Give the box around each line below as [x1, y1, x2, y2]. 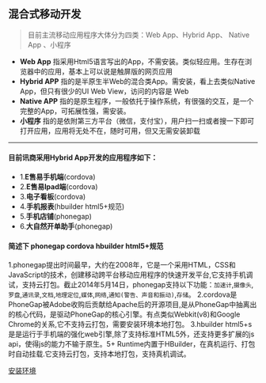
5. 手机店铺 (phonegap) [19, 212, 93, 222]
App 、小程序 [27, 40, 71, 49]
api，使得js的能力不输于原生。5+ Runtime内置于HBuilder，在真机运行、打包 [8, 339, 256, 349]
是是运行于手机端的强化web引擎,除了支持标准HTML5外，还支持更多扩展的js [8, 329, 255, 339]
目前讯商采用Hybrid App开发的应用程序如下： [8, 153, 158, 162]
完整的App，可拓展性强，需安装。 [19, 106, 131, 116]
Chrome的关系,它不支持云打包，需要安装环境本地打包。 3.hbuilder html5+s [8, 320, 253, 329]
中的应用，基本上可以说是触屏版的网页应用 [33, 66, 173, 76]
